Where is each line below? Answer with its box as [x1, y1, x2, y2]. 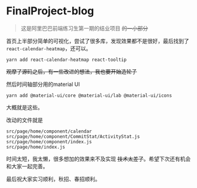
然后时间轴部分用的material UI [6, 81, 80, 88]
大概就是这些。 [6, 103, 43, 111]
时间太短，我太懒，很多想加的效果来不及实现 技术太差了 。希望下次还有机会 [6, 155, 191, 162]
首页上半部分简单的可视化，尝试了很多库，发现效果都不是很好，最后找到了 [6, 37, 189, 44]
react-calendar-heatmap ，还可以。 [6, 45, 91, 52]
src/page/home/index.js [6, 144, 66, 150]
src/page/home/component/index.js [6, 138, 93, 144]
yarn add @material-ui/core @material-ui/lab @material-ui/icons [6, 93, 172, 98]
